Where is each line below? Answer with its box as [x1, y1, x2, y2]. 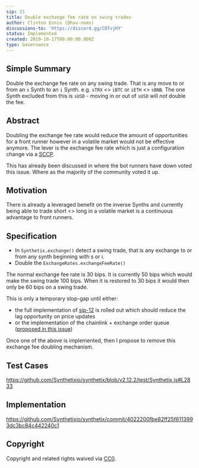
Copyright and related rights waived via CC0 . [6, 455, 116, 462]
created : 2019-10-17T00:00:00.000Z [6, 36, 94, 42]
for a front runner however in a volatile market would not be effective [6, 138, 175, 145]
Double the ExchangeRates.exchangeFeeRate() [14, 260, 126, 267]
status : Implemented [6, 31, 58, 37]
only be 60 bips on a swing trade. [6, 283, 88, 291]
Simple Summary [6, 64, 71, 74]
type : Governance [6, 42, 49, 48]
